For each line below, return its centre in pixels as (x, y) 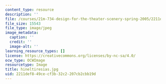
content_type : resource (30, 10)
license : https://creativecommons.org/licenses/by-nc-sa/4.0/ (70, 56)
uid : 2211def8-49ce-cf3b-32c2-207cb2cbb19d (51, 74)
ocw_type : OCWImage (25, 60)
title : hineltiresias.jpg (32, 70)
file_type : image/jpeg (28, 28)
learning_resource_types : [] (35, 51)
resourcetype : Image (26, 65)
